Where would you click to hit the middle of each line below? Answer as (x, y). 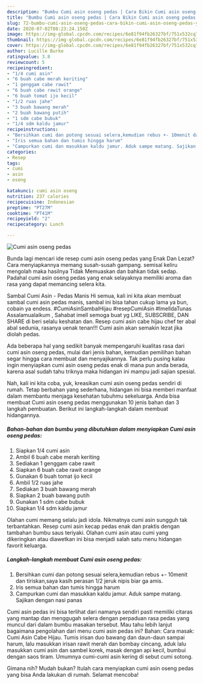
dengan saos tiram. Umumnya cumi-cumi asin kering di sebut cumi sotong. (100, 656)
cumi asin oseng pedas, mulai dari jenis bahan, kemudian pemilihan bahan (99, 352)
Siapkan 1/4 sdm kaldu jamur (52, 508)
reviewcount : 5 (26, 62)
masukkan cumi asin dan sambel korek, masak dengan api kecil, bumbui (96, 650)
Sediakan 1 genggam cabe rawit (55, 463)
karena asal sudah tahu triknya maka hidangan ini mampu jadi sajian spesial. (101, 372)
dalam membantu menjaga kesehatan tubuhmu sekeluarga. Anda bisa (93, 396)
